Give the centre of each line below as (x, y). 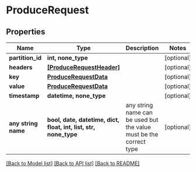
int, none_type (67, 58)
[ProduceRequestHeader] (83, 67)
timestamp (24, 96)
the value (138, 127)
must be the (142, 134)
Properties (26, 32)
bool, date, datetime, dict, (83, 120)
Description (142, 48)
